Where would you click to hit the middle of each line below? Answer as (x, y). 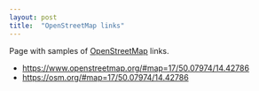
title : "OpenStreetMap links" (67, 26)
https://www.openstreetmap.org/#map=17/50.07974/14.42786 (136, 68)
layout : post (33, 17)
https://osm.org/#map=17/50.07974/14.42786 (105, 77)
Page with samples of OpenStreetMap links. (90, 50)
